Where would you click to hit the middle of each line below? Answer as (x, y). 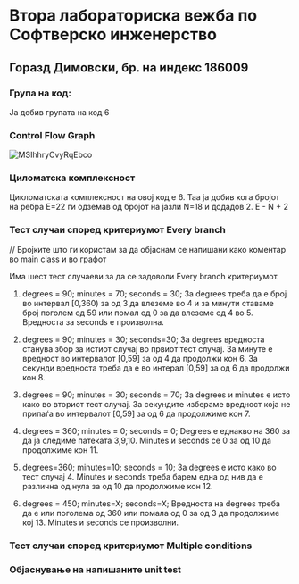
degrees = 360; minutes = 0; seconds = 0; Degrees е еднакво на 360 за (156, 430)
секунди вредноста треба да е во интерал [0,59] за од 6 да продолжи (156, 368)
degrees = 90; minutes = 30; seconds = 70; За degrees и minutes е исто (156, 395)
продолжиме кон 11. (60, 450)
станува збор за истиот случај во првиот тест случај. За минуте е (147, 348)
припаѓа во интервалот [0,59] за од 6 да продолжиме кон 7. (136, 413)
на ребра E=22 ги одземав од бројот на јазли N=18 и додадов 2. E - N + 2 (149, 207)
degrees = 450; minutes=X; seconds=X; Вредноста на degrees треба (151, 503)
